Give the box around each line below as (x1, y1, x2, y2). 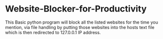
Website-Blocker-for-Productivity (5, 3, 147, 14)
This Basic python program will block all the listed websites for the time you (5, 19, 159, 25)
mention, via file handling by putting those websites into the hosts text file (5, 24, 155, 30)
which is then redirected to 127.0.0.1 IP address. (5, 29, 101, 35)
